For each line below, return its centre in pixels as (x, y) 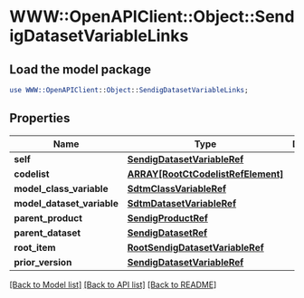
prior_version (43, 262)
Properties (40, 118)
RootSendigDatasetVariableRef (195, 247)
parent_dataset (47, 233)
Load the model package (81, 69)
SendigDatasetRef (167, 233)
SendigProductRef (167, 217)
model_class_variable (61, 188)
